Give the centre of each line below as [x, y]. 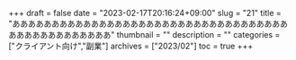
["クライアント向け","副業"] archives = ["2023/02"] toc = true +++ [131, 46]
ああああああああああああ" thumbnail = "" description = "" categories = [148, 34]
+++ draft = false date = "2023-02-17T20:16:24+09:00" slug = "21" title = [145, 13]
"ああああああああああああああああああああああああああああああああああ [144, 23]
